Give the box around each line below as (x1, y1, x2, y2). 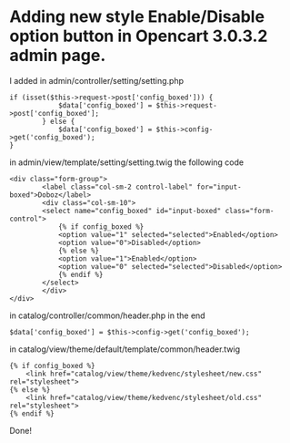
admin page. (9, 46, 106, 66)
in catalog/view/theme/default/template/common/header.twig (9, 344, 241, 355)
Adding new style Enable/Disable (9, 6, 265, 27)
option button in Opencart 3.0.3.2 (9, 26, 268, 46)
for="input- (196, 182, 243, 191)
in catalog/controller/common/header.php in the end (9, 310, 206, 321)
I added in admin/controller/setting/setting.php (9, 75, 185, 86)
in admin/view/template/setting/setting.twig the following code (9, 157, 244, 168)
